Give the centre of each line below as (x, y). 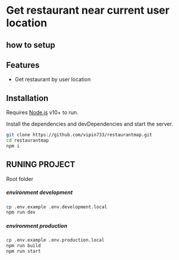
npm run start (24, 251)
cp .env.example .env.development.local (57, 207)
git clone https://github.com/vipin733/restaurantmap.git (79, 135)
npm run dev (21, 212)
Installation (27, 98)
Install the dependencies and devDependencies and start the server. (90, 124)
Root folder (20, 178)
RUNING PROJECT (41, 165)
